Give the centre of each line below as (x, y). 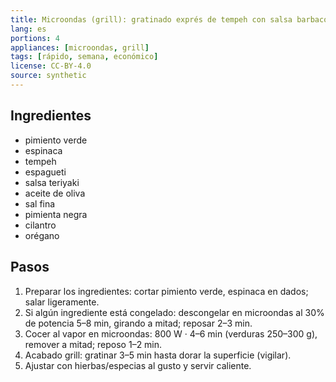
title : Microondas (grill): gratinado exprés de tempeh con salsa (151, 19)
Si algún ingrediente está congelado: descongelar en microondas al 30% (174, 312)
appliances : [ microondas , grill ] (80, 47)
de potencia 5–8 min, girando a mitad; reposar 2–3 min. (138, 323)
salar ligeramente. (62, 302)
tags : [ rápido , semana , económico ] (84, 57)
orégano (42, 235)
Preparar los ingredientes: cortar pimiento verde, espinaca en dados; (166, 291)
